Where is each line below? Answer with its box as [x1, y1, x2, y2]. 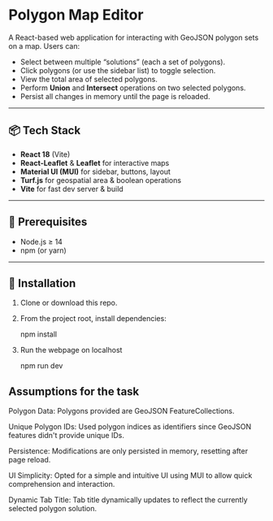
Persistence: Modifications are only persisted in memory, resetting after [8, 446, 249, 456]
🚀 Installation [8, 276, 76, 290]
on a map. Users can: [8, 41, 80, 50]
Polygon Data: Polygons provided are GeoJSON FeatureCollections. [8, 406, 235, 416]
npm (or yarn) [19, 245, 67, 255]
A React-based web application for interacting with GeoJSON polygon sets [8, 33, 259, 42]
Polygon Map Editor [8, 6, 144, 24]
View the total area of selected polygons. [19, 74, 158, 84]
